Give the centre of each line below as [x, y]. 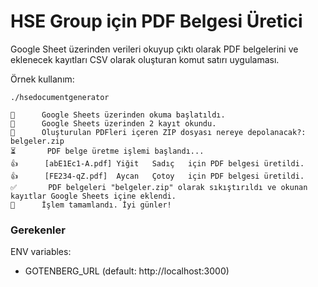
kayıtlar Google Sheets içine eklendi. [93, 196]
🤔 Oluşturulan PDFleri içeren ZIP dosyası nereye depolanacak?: [158, 132]
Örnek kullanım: [42, 79]
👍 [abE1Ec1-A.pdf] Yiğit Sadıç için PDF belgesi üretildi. [157, 163]
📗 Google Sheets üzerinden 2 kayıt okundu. [113, 123]
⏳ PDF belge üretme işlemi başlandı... [107, 151]
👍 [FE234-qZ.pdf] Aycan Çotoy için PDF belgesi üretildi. [157, 176]
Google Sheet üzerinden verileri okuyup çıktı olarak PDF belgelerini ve [154, 49]
